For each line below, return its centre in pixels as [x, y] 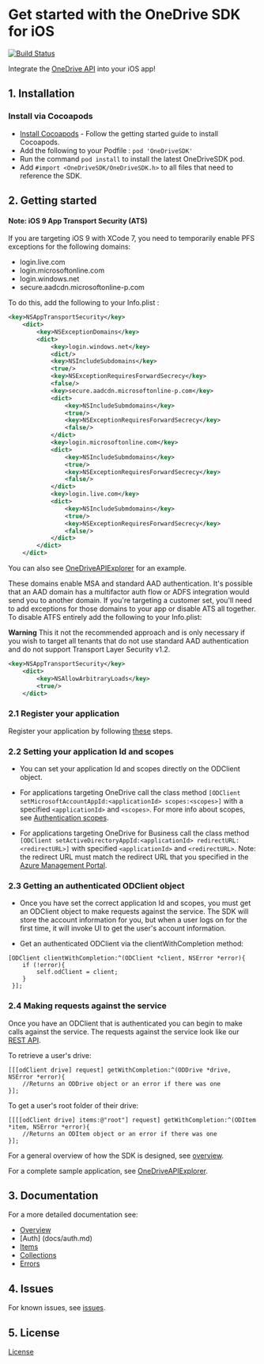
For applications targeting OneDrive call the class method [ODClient [130, 793]
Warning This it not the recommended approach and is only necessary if [126, 632]
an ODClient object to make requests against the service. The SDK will [134, 911]
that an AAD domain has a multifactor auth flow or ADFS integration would [129, 592]
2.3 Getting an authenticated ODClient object [96, 885]
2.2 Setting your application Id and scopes [91, 751]
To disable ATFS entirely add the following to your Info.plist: [105, 617]
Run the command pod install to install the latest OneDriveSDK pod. [132, 159]
